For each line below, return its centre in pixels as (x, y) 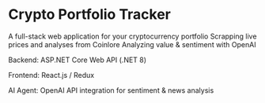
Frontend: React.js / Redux (51, 75)
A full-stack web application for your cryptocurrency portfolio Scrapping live (132, 36)
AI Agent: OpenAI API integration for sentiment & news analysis (111, 90)
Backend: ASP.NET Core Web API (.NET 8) (78, 60)
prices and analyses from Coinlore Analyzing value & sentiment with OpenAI (132, 44)
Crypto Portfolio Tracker (90, 15)
